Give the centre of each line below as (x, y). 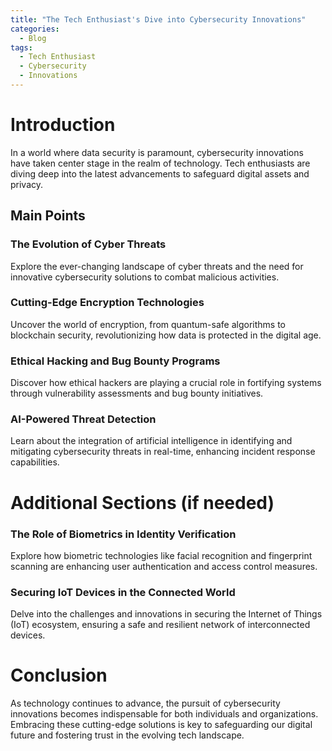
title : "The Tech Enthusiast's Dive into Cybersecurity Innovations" (158, 19)
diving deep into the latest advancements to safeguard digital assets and (160, 173)
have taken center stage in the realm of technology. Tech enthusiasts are (160, 163)
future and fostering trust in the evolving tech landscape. (127, 735)
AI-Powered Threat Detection (83, 419)
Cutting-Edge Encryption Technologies (107, 303)
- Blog (33, 38)
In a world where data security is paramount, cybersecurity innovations (157, 152)
